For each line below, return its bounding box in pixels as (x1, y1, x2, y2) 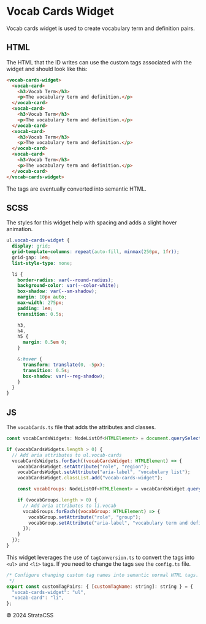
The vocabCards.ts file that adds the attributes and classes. (6, 424, 156, 430)
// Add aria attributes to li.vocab (22, 503, 116, 509)
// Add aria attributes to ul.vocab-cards (12, 452, 122, 458)
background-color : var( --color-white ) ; (17, 283, 120, 289)
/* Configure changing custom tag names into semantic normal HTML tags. (6, 572, 199, 578)
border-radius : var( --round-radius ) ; (17, 277, 114, 283)
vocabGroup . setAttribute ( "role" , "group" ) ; (28, 514, 141, 520)
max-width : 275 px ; (17, 300, 64, 306)
